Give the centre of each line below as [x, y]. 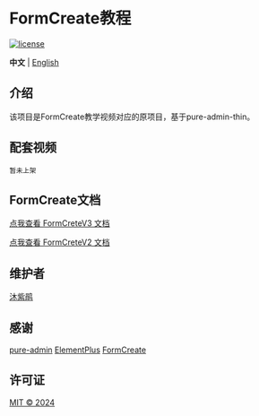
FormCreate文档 [55, 199]
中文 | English [35, 62]
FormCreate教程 [70, 18]
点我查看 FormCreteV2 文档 [60, 242]
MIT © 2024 [32, 402]
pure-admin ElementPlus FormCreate [78, 350]
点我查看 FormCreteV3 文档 [60, 223]
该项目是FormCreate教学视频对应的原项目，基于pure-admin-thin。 [132, 117]
